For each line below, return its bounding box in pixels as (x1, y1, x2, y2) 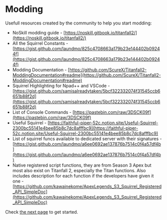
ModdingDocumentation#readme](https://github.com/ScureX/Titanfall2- (12, 72, 161, 78)
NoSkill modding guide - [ (12, 29, 65, 35)
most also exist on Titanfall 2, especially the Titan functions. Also (12, 167, 146, 173)
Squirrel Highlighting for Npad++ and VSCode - (12, 82, 110, 88)
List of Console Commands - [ (12, 109, 75, 115)
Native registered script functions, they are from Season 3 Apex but (12, 162, 152, 168)
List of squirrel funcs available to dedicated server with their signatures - (12, 136, 162, 142)
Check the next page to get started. (5, 209, 78, 215)
